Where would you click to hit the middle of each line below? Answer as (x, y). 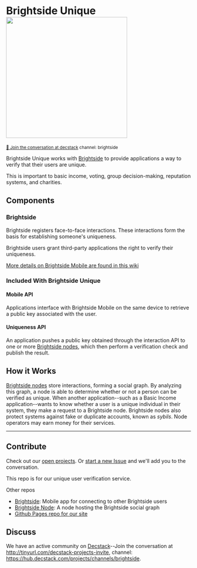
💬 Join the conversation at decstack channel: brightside (62, 147)
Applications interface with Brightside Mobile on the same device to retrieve (98, 307)
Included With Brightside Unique (53, 280)
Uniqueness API (26, 327)
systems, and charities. (34, 182)
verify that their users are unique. (46, 164)
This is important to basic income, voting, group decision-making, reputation (98, 176)
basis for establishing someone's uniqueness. (61, 236)
